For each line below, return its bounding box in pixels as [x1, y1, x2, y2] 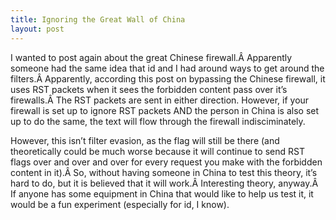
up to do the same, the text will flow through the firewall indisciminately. [10, 115, 306, 127]
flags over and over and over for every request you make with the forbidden [10, 156, 323, 168]
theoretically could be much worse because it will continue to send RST [10, 145, 305, 157]
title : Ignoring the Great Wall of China [10, 14, 186, 25]
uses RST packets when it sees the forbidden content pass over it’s [10, 83, 288, 95]
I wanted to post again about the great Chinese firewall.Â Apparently [10, 51, 293, 63]
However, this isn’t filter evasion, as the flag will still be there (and [10, 134, 280, 146]
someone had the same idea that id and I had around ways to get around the [10, 62, 325, 74]
